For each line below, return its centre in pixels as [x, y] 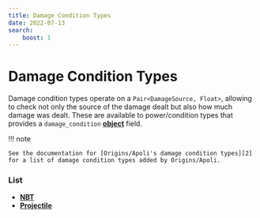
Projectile [36, 205]
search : [21, 30]
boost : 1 [37, 38]
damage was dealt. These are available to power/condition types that [121, 115]
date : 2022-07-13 [37, 23]
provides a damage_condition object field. [75, 124]
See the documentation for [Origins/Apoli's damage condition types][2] [130, 154]
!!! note [20, 139]
